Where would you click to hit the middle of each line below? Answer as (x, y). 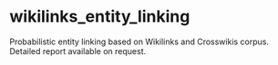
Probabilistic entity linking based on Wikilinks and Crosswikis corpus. (139, 42)
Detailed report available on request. (78, 51)
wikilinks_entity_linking (100, 17)
